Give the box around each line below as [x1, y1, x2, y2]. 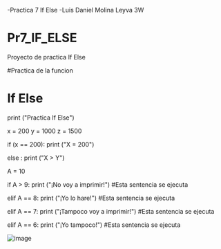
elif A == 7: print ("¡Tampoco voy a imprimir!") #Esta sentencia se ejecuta [7, 207, 215, 215]
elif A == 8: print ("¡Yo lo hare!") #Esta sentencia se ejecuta [7, 194, 175, 202]
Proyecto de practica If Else [7, 53, 86, 61]
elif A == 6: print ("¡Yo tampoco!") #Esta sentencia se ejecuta [7, 221, 181, 229]
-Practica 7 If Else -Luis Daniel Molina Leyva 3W [7, 6, 144, 14]
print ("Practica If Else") [7, 113, 75, 122]
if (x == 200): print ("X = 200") [7, 140, 95, 148]
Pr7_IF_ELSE [7, 30, 77, 46]
